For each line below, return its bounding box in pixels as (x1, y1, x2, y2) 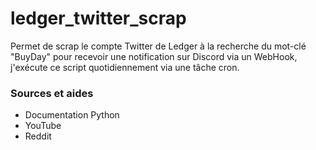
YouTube (24, 120, 62, 132)
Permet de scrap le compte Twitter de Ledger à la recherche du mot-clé (10, 40, 307, 52)
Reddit (24, 130, 52, 142)
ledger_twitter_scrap (10, 7, 187, 30)
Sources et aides (10, 86, 94, 100)
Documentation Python (24, 109, 120, 121)
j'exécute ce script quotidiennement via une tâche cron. (10, 61, 240, 73)
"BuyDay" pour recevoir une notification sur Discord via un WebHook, (10, 50, 298, 62)
